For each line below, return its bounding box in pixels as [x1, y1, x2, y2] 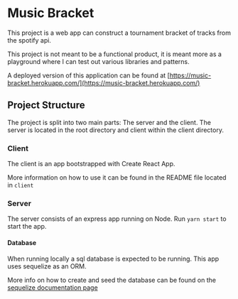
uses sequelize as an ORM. [7, 261, 87, 271]
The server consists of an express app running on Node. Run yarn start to [7, 214, 227, 223]
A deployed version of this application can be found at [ [7, 71, 171, 80]
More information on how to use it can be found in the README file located [7, 173, 227, 182]
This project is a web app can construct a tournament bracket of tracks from [7, 28, 231, 37]
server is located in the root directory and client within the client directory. [7, 126, 224, 134]
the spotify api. [7, 36, 52, 44]
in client [7, 181, 34, 190]
